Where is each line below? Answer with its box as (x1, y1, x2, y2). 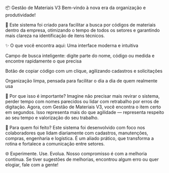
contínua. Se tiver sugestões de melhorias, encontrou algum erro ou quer (5, 156, 159, 162)
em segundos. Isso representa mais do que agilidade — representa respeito (5, 109, 164, 115)
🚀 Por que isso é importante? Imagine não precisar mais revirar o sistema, (5, 93, 160, 99)
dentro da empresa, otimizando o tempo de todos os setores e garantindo (5, 27, 160, 33)
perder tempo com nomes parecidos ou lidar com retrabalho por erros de (5, 99, 159, 104)
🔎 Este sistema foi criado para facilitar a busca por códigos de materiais (5, 22, 156, 27)
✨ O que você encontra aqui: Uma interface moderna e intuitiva (5, 43, 138, 48)
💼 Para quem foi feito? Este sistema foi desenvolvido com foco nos (5, 125, 145, 130)
